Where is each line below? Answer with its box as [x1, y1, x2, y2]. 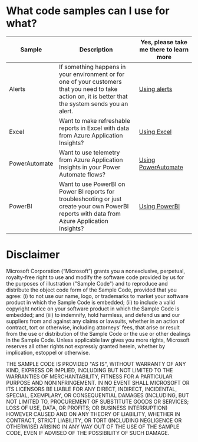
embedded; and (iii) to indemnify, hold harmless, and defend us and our [6, 311, 180, 318]
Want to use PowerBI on [58, 180, 126, 188]
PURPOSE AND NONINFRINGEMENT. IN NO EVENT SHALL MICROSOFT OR [6, 379, 190, 386]
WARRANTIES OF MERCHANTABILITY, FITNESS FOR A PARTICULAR [6, 373, 173, 380]
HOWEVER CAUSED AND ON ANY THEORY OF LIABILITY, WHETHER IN [6, 410, 181, 417]
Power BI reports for [58, 187, 115, 195]
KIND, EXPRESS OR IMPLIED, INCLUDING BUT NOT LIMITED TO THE [6, 366, 173, 374]
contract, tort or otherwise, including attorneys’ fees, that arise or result [6, 323, 180, 331]
